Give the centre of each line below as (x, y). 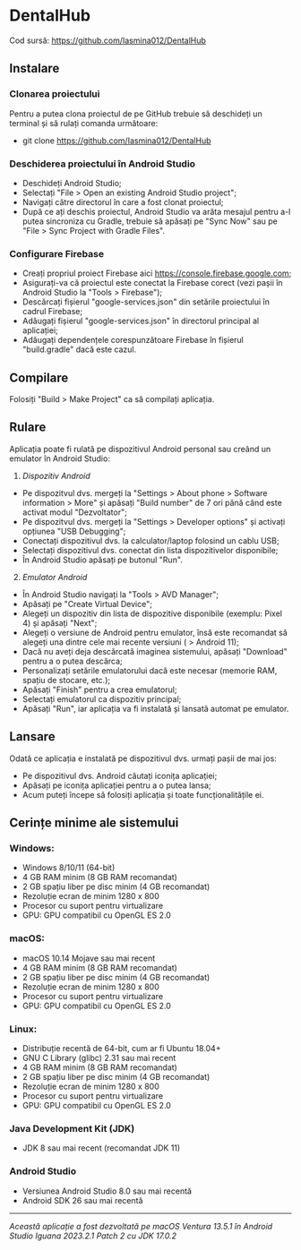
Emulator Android (55, 577)
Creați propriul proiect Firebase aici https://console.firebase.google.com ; (157, 273)
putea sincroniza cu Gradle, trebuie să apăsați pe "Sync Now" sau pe (150, 221)
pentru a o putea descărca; (72, 661)
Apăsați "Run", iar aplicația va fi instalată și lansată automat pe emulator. (155, 708)
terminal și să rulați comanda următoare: (84, 123)
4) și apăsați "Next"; (60, 622)
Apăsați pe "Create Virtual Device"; (87, 604)
